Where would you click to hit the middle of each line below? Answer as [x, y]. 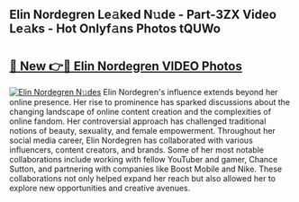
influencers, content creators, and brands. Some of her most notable [136, 150]
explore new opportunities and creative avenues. [100, 188]
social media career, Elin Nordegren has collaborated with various [131, 140]
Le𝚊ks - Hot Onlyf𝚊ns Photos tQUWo [115, 29]
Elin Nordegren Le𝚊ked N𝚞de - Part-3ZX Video [143, 15]
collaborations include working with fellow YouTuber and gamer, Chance [144, 159]
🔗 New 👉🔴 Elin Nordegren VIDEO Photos [126, 66]
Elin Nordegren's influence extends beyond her [190, 92]
